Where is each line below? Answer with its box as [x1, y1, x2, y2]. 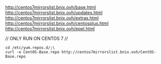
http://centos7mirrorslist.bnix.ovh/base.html [5, 5, 96, 10]
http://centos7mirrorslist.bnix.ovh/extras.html [5, 15, 99, 21]
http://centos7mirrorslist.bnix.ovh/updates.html [5, 10, 103, 16]
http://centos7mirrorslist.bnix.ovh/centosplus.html [5, 20, 109, 26]
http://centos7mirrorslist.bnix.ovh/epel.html [5, 26, 95, 32]
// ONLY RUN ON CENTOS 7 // [5, 35, 68, 41]
